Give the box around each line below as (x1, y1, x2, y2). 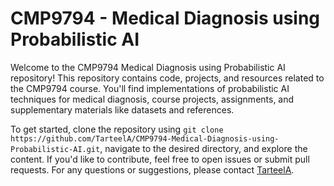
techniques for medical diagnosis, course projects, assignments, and (10, 93, 295, 105)
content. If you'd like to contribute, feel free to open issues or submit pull (10, 153, 310, 165)
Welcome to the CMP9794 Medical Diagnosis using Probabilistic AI (10, 61, 286, 73)
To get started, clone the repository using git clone (10, 123, 224, 135)
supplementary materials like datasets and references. (10, 103, 235, 116)
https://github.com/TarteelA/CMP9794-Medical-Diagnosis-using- (10, 133, 280, 144)
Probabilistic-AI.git (10, 144, 101, 154)
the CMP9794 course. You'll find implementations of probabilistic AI (10, 82, 290, 94)
